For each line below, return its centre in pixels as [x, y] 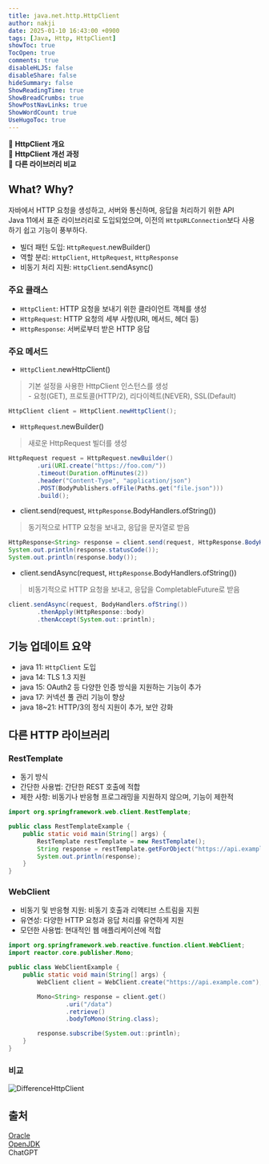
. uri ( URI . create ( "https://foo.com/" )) [102, 466]
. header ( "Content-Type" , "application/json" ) [114, 481]
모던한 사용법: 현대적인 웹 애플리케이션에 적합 [90, 930]
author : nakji [32, 23]
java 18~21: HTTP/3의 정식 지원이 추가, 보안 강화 [96, 707]
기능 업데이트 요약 [50, 647]
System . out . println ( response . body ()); [73, 558]
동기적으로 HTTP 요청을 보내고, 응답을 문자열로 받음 [109, 527]
